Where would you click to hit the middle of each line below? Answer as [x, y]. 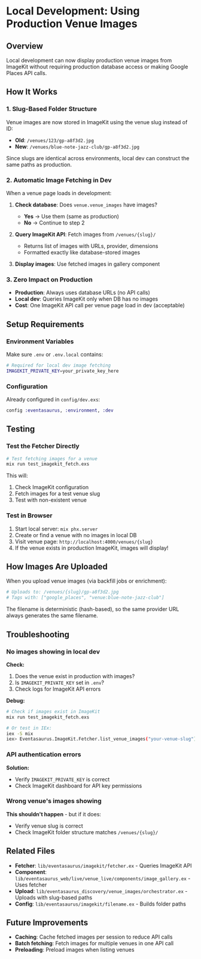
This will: [17, 476]
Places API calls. [27, 73]
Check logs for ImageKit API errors [58, 689]
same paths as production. [39, 164]
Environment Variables [40, 341]
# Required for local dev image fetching [59, 365]
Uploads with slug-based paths [54, 897]
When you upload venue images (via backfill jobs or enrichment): [86, 581]
